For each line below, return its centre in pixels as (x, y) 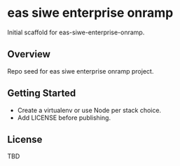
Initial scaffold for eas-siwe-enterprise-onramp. (76, 32)
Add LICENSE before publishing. (64, 118)
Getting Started (42, 94)
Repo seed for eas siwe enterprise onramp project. (81, 71)
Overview (29, 54)
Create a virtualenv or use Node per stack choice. (89, 110)
